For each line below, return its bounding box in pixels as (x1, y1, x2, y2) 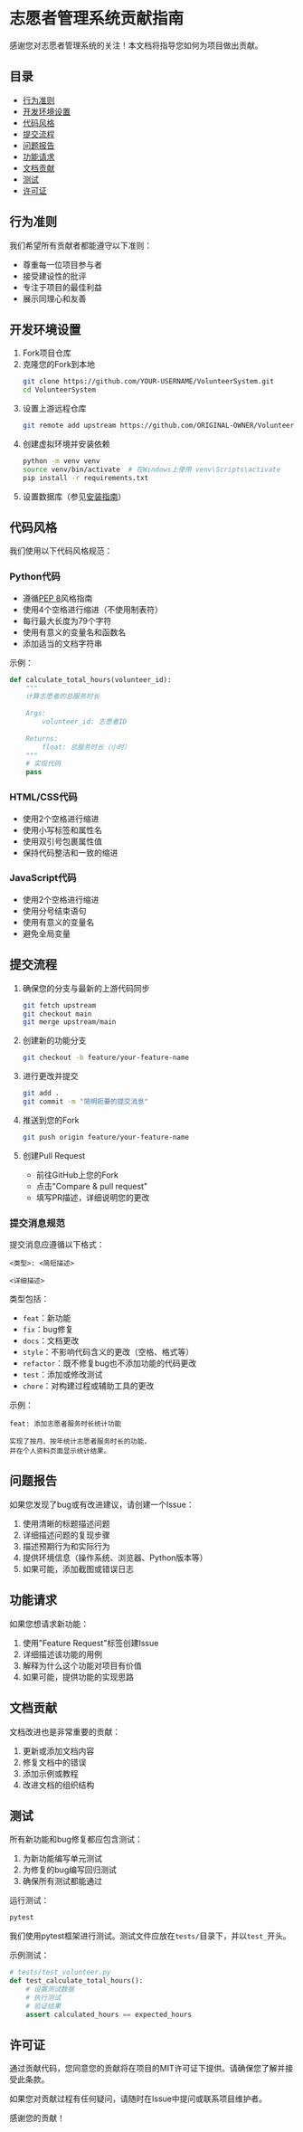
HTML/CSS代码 (9, 791, 79, 803)
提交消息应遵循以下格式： (9, 1239, 105, 1250)
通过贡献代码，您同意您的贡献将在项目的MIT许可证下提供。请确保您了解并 (9, 2063, 286, 2074)
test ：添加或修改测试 (22, 1369, 103, 1380)
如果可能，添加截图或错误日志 (22, 1563, 134, 1574)
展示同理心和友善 (22, 293, 87, 304)
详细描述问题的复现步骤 (22, 1530, 110, 1540)
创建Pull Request (22, 1150, 86, 1161)
